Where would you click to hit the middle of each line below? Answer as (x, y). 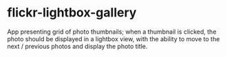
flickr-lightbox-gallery (72, 13)
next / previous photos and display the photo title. (77, 46)
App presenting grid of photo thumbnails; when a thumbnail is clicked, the (112, 32)
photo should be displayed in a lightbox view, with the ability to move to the (113, 38)
